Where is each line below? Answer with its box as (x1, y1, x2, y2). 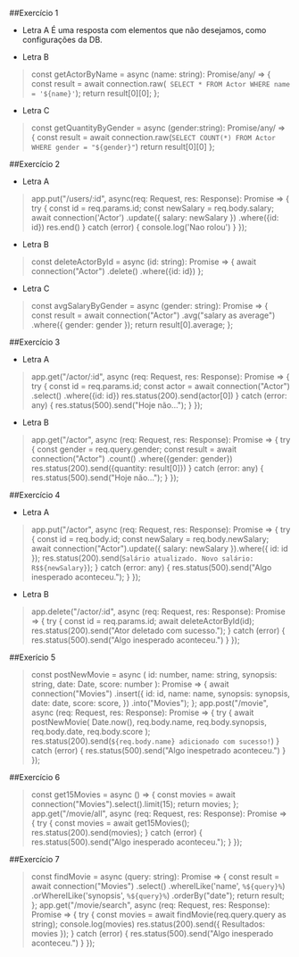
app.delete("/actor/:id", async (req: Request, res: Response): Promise (30, 606, 286, 617)
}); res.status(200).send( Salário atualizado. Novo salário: (30, 553, 254, 563)
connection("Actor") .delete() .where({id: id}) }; (30, 266, 203, 276)
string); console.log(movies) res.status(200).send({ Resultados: (30, 919, 266, 929)
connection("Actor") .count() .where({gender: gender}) (30, 454, 234, 463)
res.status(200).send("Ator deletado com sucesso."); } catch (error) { (30, 625, 286, 636)
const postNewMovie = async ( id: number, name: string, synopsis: (30, 670, 278, 679)
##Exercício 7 (9, 854, 60, 864)
